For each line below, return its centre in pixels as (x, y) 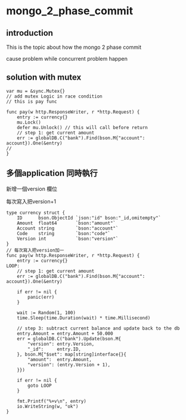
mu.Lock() (29, 122)
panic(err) (41, 297)
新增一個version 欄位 (32, 189)
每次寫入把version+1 (31, 201)
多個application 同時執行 (52, 173)
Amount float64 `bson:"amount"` (66, 223)
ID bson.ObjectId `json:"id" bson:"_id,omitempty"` (89, 218)
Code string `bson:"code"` (64, 233)
